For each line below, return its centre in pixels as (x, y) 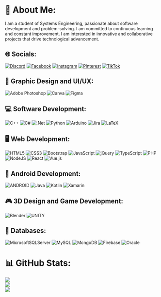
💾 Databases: (25, 231)
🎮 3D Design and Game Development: (64, 201)
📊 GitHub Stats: (38, 263)
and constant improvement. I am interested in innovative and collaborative (79, 34)
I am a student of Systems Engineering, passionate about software (72, 23)
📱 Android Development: (43, 174)
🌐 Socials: (21, 54)
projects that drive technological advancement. (52, 39)
